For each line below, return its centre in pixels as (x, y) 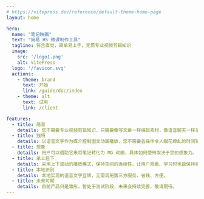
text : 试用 (35, 102)
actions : (23, 74)
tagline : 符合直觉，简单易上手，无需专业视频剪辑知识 (72, 46)
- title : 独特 (29, 136)
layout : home (23, 18)
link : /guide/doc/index (53, 91)
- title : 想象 (29, 147)
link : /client (40, 108)
